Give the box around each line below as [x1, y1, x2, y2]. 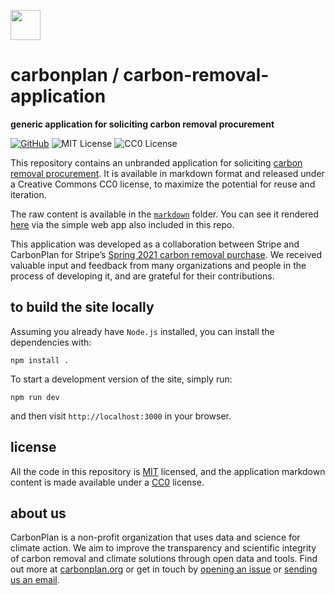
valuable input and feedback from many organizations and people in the [10, 259, 307, 271]
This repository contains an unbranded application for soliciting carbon [10, 156, 303, 169]
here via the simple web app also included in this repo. [10, 218, 235, 230]
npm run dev [10, 392, 60, 402]
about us [10, 505, 67, 522]
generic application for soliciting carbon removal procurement [10, 118, 275, 130]
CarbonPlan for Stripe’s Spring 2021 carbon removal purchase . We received [10, 248, 322, 260]
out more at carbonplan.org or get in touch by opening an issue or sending [10, 563, 318, 575]
